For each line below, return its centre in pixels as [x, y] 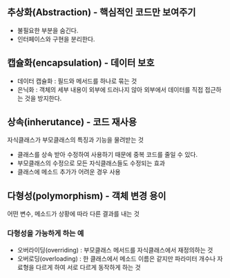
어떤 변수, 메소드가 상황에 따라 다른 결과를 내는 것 [74, 214]
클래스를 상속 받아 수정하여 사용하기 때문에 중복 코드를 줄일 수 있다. [107, 155]
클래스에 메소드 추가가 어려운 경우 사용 [69, 172]
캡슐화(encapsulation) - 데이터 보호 [81, 63]
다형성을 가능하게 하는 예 [46, 234]
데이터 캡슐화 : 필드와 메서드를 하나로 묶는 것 [77, 81]
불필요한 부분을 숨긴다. [48, 30]
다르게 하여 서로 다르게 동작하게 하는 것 [88, 267]
